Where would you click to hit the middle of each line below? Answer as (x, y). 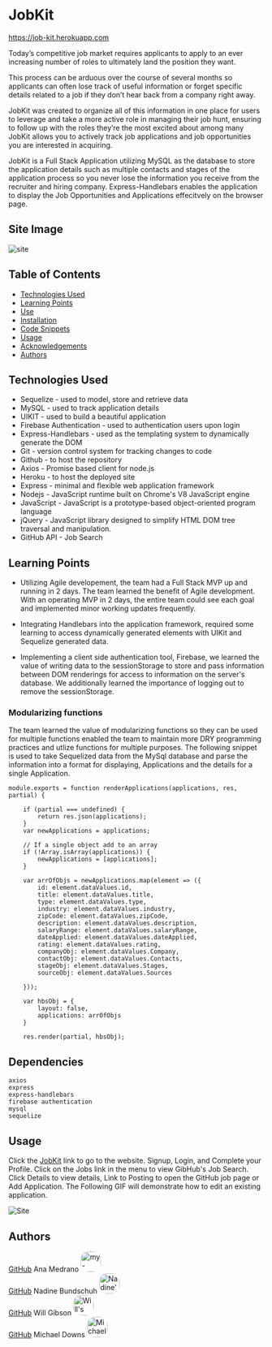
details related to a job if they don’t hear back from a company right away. (132, 94)
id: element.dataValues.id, (85, 888)
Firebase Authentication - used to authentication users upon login (130, 425)
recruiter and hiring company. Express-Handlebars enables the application (133, 186)
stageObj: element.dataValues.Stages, (103, 966)
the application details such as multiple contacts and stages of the (119, 169)
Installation (39, 320)
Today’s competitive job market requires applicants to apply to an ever (126, 53)
